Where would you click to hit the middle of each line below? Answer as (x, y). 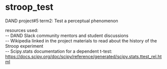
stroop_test (29, 7)
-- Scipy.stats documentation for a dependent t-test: (59, 51)
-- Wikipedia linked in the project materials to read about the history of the (81, 40)
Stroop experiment (24, 46)
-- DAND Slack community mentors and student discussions (67, 35)
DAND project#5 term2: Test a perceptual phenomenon (62, 21)
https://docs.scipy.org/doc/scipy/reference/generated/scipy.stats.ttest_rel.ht (83, 56)
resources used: (22, 30)
